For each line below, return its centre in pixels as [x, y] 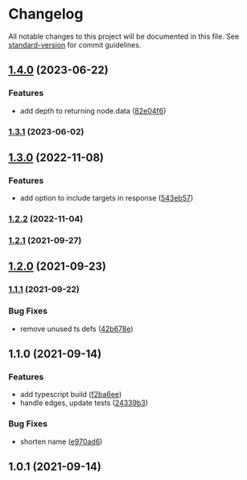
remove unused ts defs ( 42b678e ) [77, 329]
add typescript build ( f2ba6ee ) [71, 395]
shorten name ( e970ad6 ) [61, 441]
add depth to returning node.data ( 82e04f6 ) [93, 110]
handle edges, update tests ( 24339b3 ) [84, 403]
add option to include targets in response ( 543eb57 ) [107, 198]
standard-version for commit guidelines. [75, 44]
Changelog [46, 14]
